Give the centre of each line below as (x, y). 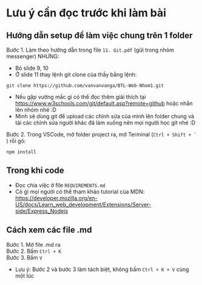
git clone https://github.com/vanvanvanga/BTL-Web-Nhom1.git (85, 85)
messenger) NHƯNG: (33, 56)
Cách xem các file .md (49, 230)
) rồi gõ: (16, 141)
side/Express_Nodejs (42, 211)
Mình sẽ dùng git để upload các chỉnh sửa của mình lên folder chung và (105, 116)
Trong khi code (35, 171)
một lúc (25, 275)
